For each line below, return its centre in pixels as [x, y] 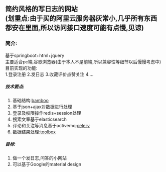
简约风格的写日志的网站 [41, 9]
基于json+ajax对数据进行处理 [42, 107]
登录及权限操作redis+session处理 [47, 113]
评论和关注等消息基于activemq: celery [51, 125]
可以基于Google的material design [47, 164]
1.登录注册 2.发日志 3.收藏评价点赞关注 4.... [49, 74]
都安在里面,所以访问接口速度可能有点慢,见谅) [74, 28]
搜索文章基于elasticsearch [39, 119]
